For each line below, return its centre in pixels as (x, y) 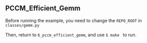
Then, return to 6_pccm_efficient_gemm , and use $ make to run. (71, 34)
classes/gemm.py (22, 25)
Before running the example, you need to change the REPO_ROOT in (73, 20)
